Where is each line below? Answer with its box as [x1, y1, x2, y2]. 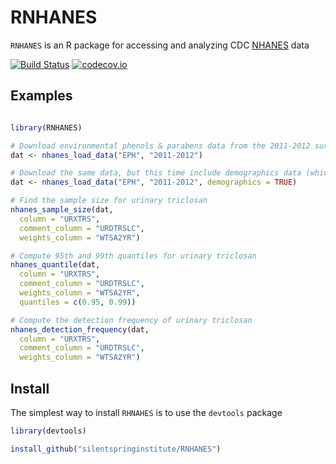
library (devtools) [10, 426, 87, 436]
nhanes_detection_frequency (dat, [10, 324, 150, 335]
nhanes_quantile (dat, [10, 260, 101, 270]
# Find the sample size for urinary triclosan [10, 196, 208, 206]
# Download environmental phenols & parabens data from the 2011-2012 [10, 141, 311, 151]
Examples [10, 87, 73, 105]
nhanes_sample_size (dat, [10, 205, 114, 215]
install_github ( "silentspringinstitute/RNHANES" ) [10, 444, 222, 454]
